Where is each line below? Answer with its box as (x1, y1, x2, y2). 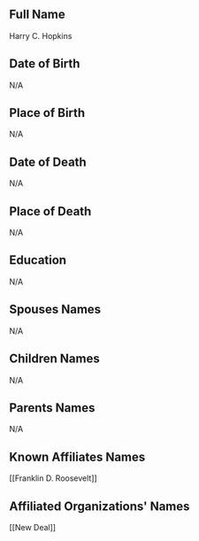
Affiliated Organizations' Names (9, 498, 190, 514)
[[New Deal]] (9, 522, 56, 532)
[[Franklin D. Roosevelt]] (9, 473, 97, 483)
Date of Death (9, 154, 87, 169)
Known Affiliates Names (9, 449, 146, 464)
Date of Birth (9, 57, 80, 72)
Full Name (9, 7, 65, 22)
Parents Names (9, 400, 96, 415)
